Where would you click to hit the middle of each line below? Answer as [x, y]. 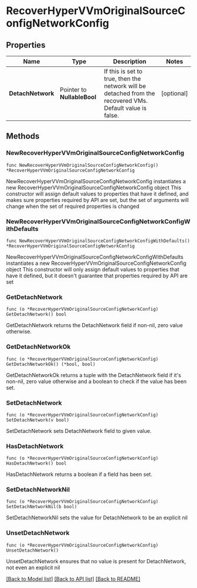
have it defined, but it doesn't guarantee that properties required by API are [97, 275]
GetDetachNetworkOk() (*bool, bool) [51, 364]
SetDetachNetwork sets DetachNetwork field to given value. [79, 431]
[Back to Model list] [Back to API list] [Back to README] [73, 579]
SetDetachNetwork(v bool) [38, 420]
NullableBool [78, 97]
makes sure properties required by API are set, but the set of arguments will [97, 200]
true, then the [123, 79]
